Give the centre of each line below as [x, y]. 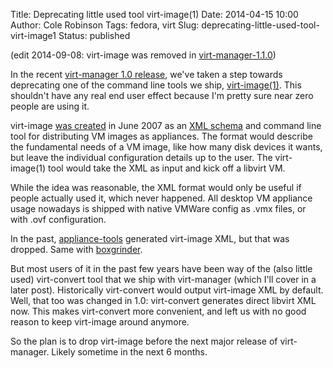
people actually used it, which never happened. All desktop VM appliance [161, 198]
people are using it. [50, 106]
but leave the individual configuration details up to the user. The [141, 157]
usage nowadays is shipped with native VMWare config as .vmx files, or [158, 208]
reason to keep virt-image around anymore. [100, 322]
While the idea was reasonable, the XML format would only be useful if [156, 187]
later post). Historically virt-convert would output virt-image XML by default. [167, 290]
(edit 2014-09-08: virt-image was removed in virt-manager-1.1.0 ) [143, 55]
